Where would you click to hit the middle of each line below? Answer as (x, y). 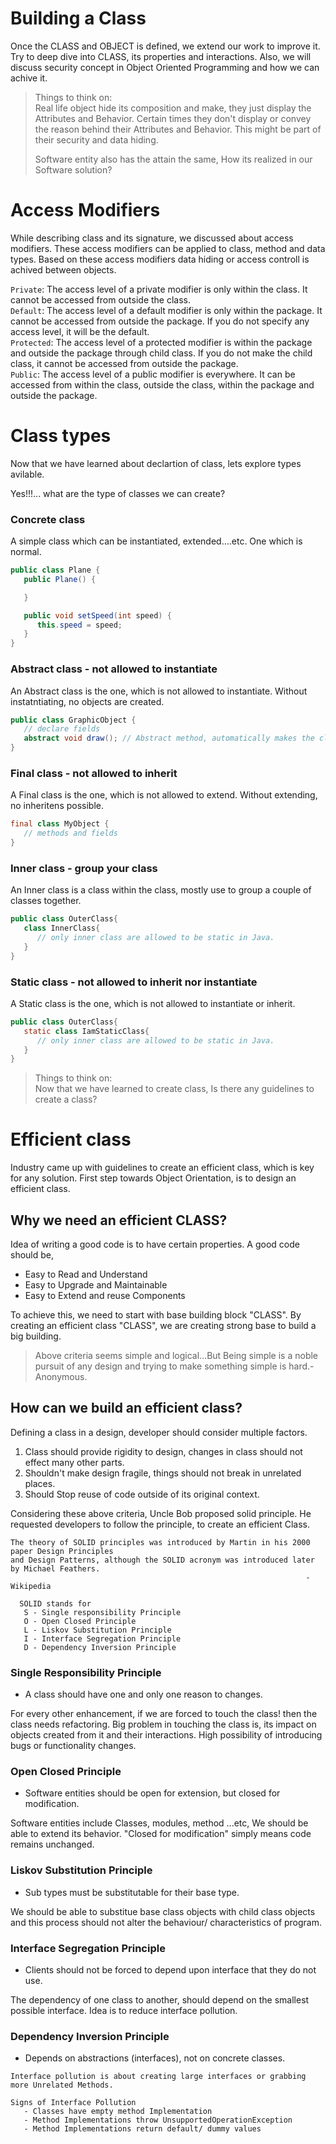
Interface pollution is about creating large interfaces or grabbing (158, 2077)
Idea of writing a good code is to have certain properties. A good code (155, 1244)
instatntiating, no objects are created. (87, 701)
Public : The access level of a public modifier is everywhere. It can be (153, 374)
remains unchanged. (52, 1844)
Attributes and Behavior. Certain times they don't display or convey (173, 118)
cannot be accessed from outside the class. (100, 299)
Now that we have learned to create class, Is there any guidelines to (174, 1089)
